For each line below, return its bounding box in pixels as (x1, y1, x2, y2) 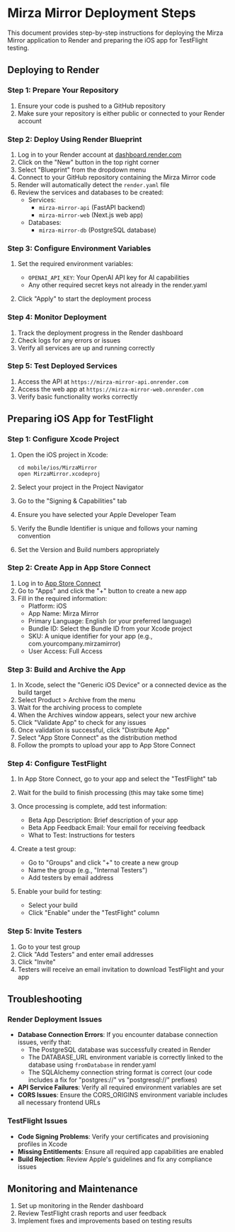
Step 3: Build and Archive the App (7, 665, 126, 675)
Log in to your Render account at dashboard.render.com (17, 150, 182, 159)
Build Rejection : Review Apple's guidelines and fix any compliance (17, 1155, 212, 1163)
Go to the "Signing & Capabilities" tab (17, 496, 127, 505)
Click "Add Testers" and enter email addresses (17, 950, 154, 958)
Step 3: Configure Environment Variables (7, 243, 151, 253)
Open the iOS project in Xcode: (17, 450, 108, 459)
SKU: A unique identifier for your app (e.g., (28, 631, 153, 640)
